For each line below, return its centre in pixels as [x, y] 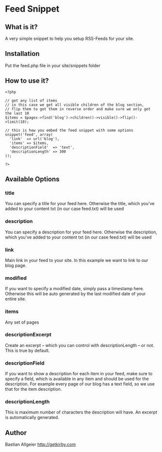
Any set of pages [22, 322]
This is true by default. [27, 350]
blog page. [16, 265]
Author [16, 433]
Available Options [32, 179]
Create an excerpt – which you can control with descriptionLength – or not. [80, 345]
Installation [22, 54]
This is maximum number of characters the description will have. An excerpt [81, 412]
